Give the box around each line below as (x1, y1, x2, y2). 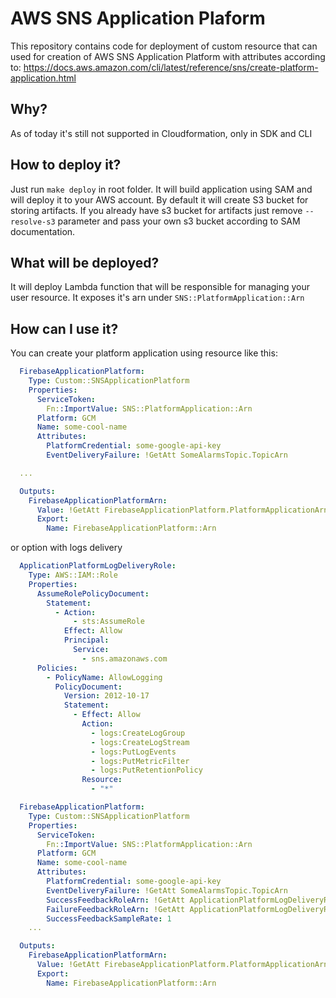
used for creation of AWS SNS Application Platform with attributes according (10, 50, 326, 62)
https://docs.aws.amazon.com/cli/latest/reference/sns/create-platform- (23, 61, 319, 73)
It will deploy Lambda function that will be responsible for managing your (10, 281, 311, 293)
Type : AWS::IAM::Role (28, 570, 118, 581)
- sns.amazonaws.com (81, 653, 168, 664)
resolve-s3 (10, 217, 56, 227)
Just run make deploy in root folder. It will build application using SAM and (10, 183, 313, 195)
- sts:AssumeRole (73, 617, 145, 627)
